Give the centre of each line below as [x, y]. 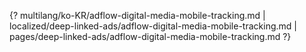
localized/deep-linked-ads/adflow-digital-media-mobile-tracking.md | [153, 26]
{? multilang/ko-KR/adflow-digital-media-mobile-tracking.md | [137, 15]
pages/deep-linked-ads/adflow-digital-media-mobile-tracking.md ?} [150, 36]
